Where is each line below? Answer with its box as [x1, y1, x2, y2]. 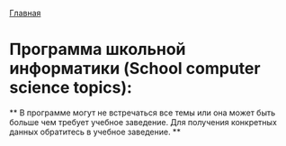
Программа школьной [9, 40, 186, 59]
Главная [9, 8, 41, 18]
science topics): [9, 78, 133, 98]
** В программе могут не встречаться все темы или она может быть [9, 107, 276, 118]
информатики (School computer [9, 59, 261, 79]
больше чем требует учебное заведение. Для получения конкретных [9, 116, 277, 127]
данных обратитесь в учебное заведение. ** [9, 126, 182, 137]
